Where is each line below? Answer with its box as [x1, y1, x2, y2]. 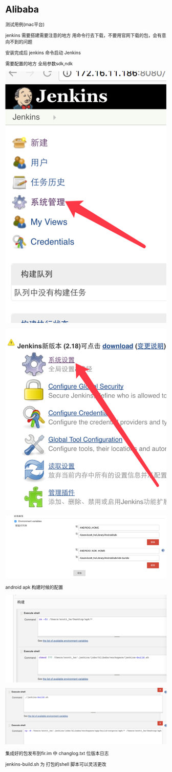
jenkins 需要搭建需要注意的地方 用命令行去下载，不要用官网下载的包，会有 [5, 32, 162, 38]
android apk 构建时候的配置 [5, 584, 63, 591]
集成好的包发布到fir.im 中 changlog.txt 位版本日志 [5, 750, 109, 757]
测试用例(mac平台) [5, 21, 45, 27]
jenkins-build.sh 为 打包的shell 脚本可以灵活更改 [5, 761, 106, 767]
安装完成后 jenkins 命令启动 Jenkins [5, 49, 81, 56]
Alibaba [5, 4, 39, 15]
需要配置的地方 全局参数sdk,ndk [5, 60, 73, 66]
